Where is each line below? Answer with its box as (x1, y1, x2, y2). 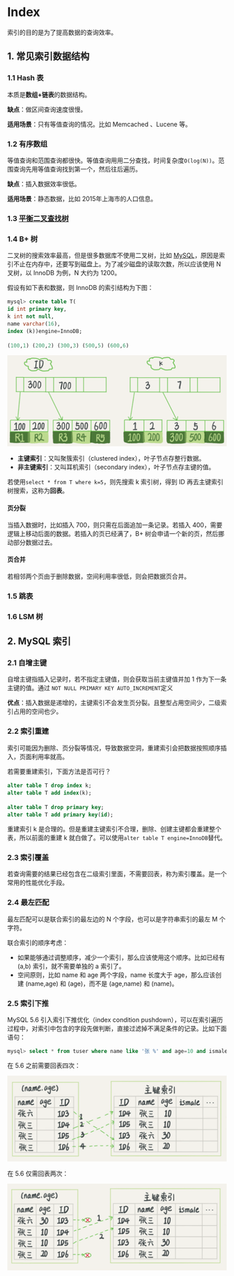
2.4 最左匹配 (7, 898, 50, 907)
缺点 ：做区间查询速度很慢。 (7, 105, 87, 114)
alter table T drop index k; (7, 782, 92, 789)
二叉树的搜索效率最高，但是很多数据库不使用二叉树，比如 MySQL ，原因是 (7, 252, 219, 260)
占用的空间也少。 (13, 707, 63, 716)
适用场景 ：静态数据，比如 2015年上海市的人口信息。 (7, 194, 157, 203)
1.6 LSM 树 (7, 611, 43, 621)
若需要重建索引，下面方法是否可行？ (7, 767, 111, 776)
